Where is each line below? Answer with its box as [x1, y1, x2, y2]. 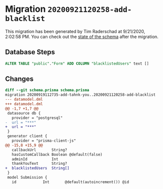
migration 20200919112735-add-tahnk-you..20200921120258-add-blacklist [5, 92, 156, 97]
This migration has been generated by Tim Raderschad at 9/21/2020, [5, 28, 146, 34]
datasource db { [7, 111, 41, 115]
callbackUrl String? [11, 147, 68, 152]
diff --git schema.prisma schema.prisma [5, 88, 90, 93]
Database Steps [5, 48, 55, 56]
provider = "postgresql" [11, 115, 63, 120]
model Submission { [7, 175, 48, 180]
